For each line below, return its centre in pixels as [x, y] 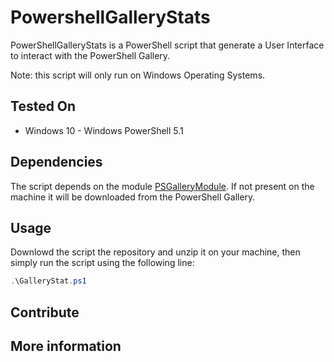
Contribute [45, 312]
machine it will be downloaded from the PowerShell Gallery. [133, 197]
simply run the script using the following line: [102, 263]
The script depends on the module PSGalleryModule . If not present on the [162, 186]
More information [66, 346]
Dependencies [56, 162]
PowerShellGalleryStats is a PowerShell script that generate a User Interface [167, 45]
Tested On [43, 106]
